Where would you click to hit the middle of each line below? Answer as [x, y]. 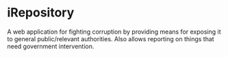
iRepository [41, 13]
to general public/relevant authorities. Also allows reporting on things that [111, 38]
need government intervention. [51, 46]
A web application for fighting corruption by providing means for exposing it [114, 32]
